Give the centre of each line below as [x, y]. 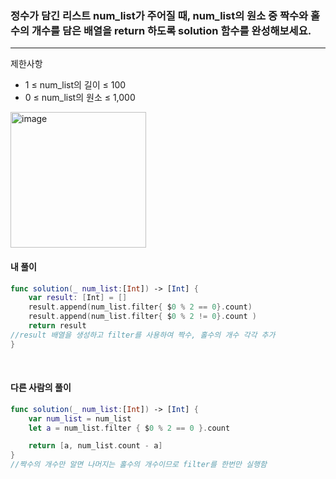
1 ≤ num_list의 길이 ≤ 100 [75, 85]
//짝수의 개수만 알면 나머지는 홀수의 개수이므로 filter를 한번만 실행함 [138, 465]
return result [57, 326]
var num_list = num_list [80, 418]
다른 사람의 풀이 [41, 388]
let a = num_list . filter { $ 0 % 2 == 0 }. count [129, 428]
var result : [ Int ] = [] [78, 298]
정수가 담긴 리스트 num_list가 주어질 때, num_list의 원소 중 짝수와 [159, 15]
